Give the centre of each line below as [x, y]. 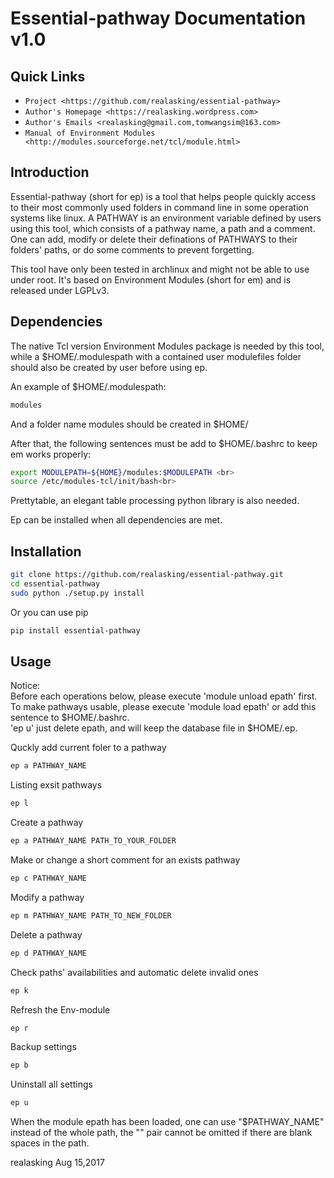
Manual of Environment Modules [90, 133]
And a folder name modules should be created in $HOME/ [129, 424]
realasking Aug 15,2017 [57, 1163]
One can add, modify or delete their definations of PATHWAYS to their [154, 239]
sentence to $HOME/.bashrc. [70, 718]
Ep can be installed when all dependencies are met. [116, 520]
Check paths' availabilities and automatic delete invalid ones [134, 972]
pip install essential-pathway [75, 630]
